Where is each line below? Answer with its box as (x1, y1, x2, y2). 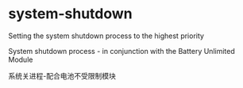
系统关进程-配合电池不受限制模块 (8, 71, 117, 80)
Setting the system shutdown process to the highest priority (8, 31, 205, 40)
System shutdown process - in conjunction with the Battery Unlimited (8, 46, 236, 55)
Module (8, 55, 33, 64)
